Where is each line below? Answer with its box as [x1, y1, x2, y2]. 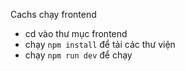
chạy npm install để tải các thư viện [24, 39, 176, 50]
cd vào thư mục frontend [24, 28, 128, 39]
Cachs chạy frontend [10, 9, 97, 20]
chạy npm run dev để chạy [24, 49, 133, 61]
